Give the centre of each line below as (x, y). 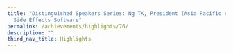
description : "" (31, 33)
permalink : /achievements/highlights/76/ (68, 26)
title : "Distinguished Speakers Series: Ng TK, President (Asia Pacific (114, 13)
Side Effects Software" (48, 20)
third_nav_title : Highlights (49, 39)
